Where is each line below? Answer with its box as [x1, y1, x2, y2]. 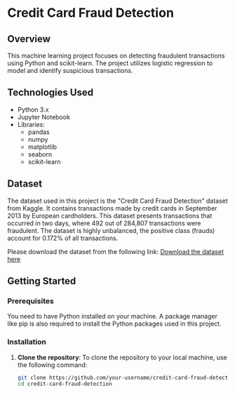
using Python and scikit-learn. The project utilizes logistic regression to [7, 59, 213, 67]
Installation [7, 337, 47, 347]
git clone [17, 374, 47, 381]
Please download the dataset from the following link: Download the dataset [7, 247, 224, 255]
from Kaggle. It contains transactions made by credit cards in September [7, 204, 217, 212]
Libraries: [17, 120, 46, 128]
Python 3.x [17, 105, 49, 114]
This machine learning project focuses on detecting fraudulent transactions [7, 51, 225, 60]
